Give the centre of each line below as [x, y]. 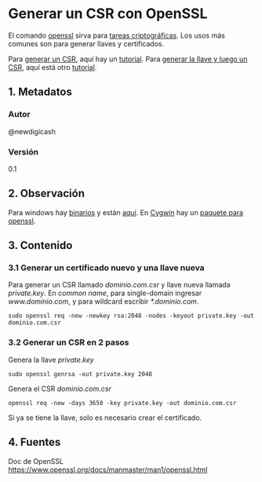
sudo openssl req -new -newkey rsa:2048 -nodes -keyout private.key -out [131, 316]
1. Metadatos [40, 92]
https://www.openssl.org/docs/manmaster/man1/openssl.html [108, 469]
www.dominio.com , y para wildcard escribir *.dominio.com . [104, 301]
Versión [24, 152]
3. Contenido [40, 245]
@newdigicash [32, 131]
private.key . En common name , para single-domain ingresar [105, 293]
